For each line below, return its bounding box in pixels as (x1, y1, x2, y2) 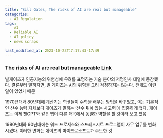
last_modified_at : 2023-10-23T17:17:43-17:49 (5, 48, 99, 53)
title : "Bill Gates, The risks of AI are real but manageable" (5, 7, 137, 12)
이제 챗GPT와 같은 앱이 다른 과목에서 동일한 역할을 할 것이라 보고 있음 (14, 111, 147, 117)
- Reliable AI (9, 30, 38, 35)
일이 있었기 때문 (5, 88, 36, 94)
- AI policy (9, 35, 34, 40)
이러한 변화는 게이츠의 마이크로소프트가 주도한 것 (19, 127, 113, 133)
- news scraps (9, 39, 38, 44)
